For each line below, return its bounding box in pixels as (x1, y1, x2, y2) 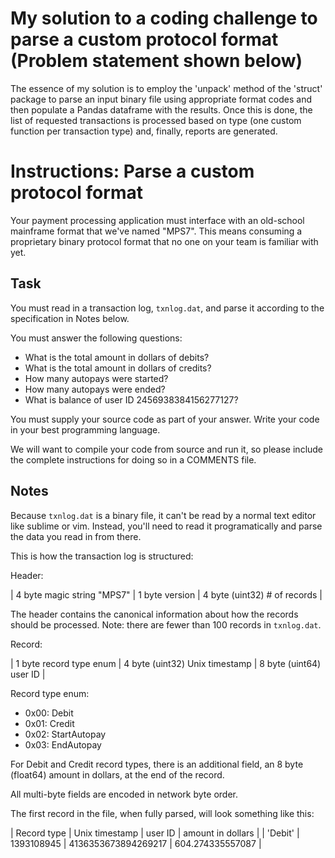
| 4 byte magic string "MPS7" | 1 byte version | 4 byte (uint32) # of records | (10, 588, 323, 601)
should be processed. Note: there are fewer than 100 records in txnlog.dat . (10, 618, 322, 631)
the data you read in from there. (10, 530, 142, 542)
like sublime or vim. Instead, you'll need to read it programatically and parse (10, 520, 323, 532)
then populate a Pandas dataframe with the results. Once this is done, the (10, 103, 313, 116)
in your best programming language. (10, 423, 161, 436)
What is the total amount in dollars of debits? (24, 351, 210, 363)
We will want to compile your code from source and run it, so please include (10, 443, 324, 455)
